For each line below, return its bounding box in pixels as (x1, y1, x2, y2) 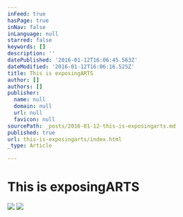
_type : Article (7, 143, 52, 150)
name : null (13, 96, 46, 104)
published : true (7, 129, 55, 136)
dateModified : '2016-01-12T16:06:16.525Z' (7, 63, 135, 70)
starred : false (7, 37, 52, 44)
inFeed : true (7, 10, 46, 18)
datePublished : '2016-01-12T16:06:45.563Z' (7, 57, 138, 64)
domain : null (13, 103, 52, 110)
